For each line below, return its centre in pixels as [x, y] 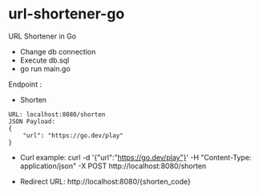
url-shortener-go [67, 14]
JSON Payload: [32, 121]
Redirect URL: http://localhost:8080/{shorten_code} [105, 181]
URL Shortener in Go [42, 36]
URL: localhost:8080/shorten [57, 114]
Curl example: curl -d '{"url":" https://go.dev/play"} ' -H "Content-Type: [136, 157]
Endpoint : [25, 84]
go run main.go [45, 68]
